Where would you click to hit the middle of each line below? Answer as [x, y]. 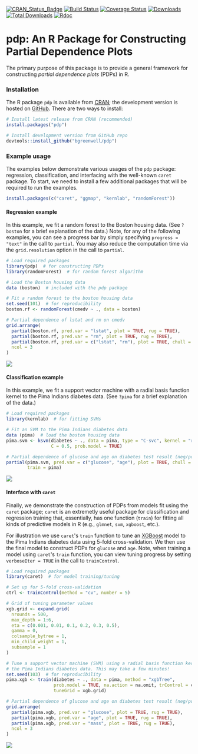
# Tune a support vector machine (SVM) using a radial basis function [95, 663]
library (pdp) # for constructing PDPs [55, 266]
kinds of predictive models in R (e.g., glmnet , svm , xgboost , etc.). [83, 524]
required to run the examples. [42, 188]
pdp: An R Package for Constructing [96, 39]
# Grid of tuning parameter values [50, 604]
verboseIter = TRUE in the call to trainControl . [63, 560]
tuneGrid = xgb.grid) [80, 691]
